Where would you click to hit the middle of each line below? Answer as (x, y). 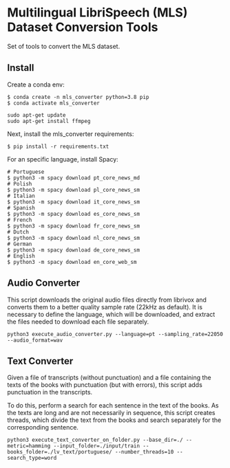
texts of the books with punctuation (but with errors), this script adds (105, 385)
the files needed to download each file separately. (78, 322)
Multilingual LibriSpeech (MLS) (97, 13)
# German (20, 244)
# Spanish (21, 208)
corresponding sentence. (43, 427)
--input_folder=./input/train (96, 446)
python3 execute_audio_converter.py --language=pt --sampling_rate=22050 (115, 334)
